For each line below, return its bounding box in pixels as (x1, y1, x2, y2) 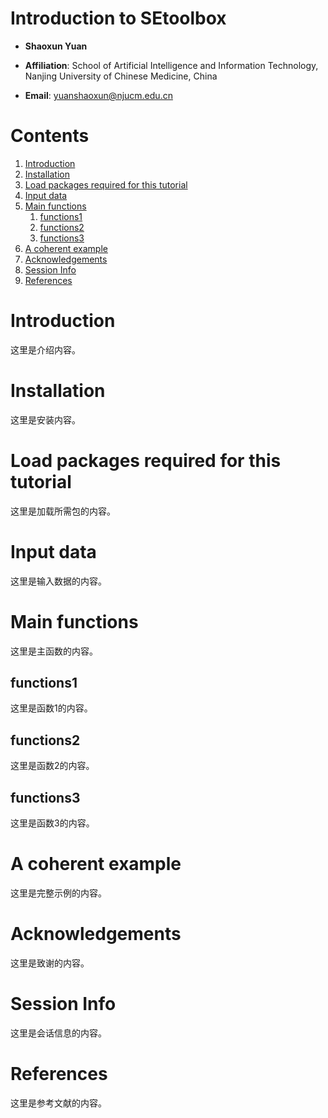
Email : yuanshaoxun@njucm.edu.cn (24, 89, 173, 101)
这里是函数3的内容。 (10, 817, 95, 829)
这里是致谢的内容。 (10, 957, 90, 969)
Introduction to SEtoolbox (10, 7, 227, 30)
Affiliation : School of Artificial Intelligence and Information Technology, (24, 59, 319, 71)
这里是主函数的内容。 (10, 645, 98, 657)
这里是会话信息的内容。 (10, 1027, 107, 1039)
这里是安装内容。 (10, 413, 81, 426)
